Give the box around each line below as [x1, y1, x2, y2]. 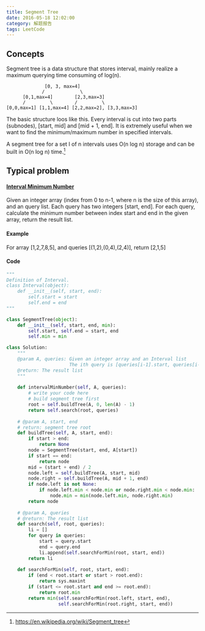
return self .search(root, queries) [28, 407, 119, 414]
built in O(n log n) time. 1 [6, 147, 66, 155]
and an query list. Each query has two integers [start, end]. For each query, [6, 203, 195, 210]
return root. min [38, 589, 81, 595]
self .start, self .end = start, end [28, 328, 119, 334]
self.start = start [28, 294, 78, 300]
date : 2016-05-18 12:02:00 [6, 15, 75, 21]
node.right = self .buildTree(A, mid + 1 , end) [28, 475, 149, 482]
